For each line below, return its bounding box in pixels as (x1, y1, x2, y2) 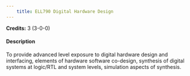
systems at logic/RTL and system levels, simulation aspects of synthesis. (6, 63, 181, 70)
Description (6, 38, 36, 45)
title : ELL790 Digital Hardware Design (16, 8, 114, 15)
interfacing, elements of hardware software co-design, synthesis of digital (6, 57, 185, 64)
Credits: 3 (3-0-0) (6, 25, 51, 32)
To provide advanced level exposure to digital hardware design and (6, 51, 168, 58)
